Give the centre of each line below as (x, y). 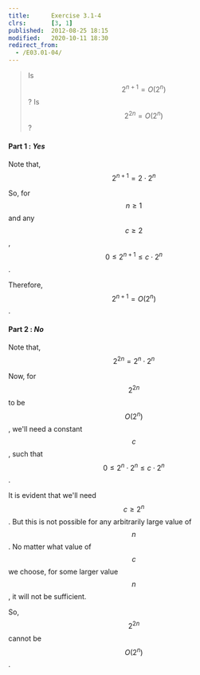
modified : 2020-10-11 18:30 (59, 38)
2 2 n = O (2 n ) (144, 115)
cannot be (25, 638)
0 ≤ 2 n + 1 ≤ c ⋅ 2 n (134, 256)
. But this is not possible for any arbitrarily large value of (100, 521)
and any (22, 218)
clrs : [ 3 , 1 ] (41, 23)
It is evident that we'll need (53, 495)
